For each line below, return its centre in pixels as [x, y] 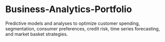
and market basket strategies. [37, 34]
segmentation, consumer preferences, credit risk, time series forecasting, [82, 28]
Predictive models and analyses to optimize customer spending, [73, 23]
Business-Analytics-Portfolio [69, 9]
